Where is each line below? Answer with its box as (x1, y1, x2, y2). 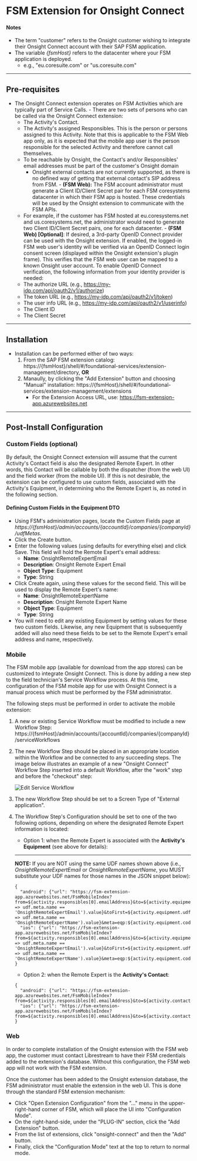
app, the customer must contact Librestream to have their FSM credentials (6, 1052, 186, 1059)
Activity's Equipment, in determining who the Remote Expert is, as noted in (6, 484, 186, 491)
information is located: (14, 826, 69, 833)
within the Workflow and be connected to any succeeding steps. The (14, 754, 182, 761)
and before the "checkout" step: (14, 773, 93, 780)
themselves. (23, 150, 53, 157)
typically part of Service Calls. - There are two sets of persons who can (14, 106, 188, 113)
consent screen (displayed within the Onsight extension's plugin (23, 249, 179, 256)
